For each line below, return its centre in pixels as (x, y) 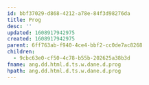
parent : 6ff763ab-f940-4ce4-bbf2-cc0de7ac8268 (75, 45)
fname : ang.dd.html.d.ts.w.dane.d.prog (64, 64)
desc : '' (20, 26)
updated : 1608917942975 (41, 33)
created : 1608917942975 (41, 39)
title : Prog (24, 20)
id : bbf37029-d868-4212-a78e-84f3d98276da (69, 13)
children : (21, 52)
